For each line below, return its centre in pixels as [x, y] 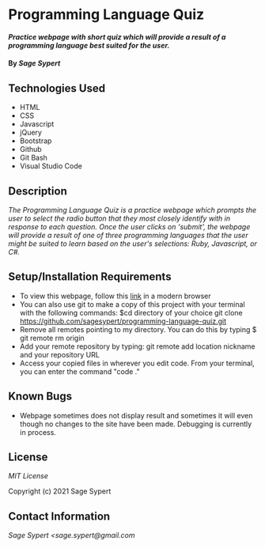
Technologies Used [57, 88]
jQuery [30, 133]
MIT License [28, 476]
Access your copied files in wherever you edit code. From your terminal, [137, 363]
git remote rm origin [52, 338]
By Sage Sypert [34, 63]
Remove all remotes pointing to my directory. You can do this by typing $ [138, 329]
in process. [38, 432]
